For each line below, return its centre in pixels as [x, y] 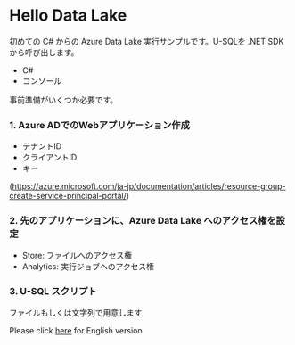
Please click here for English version [76, 330]
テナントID [42, 146]
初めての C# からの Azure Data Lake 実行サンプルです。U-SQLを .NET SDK [147, 41]
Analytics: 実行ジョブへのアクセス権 [88, 266]
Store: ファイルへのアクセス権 [77, 255]
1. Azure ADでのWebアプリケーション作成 [99, 125]
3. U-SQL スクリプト [53, 292]
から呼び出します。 [44, 52]
